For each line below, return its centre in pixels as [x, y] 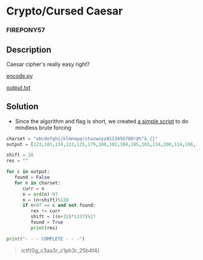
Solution [22, 107]
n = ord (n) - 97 [40, 194]
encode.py [20, 76]
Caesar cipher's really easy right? [48, 64]
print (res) [44, 228]
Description [29, 50]
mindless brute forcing [43, 128]
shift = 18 [20, 155]
